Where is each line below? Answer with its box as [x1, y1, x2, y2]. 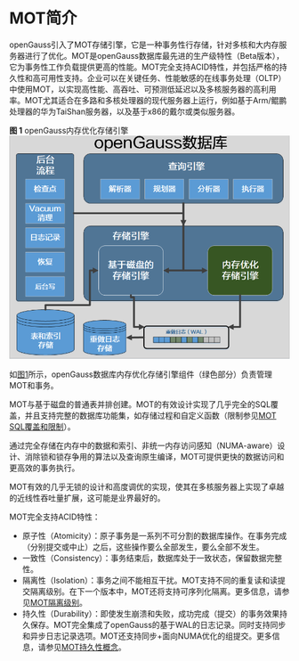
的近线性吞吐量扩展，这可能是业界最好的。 [9, 492, 166, 503]
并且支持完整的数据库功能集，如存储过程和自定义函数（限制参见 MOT [24, 410, 277, 420]
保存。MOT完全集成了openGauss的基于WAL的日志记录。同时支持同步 [29, 619, 287, 630]
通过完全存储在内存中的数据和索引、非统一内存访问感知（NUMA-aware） [9, 440, 278, 451]
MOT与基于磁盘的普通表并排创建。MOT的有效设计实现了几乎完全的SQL [9, 398, 271, 410]
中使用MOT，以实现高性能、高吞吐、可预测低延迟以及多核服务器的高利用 [9, 84, 277, 94]
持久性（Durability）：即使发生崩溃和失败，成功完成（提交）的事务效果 [21, 608, 280, 619]
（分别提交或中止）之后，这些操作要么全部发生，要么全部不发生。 [21, 541, 264, 552]
